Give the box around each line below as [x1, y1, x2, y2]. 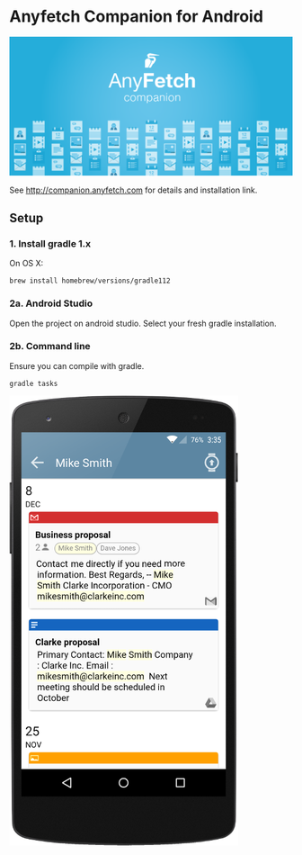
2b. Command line [9, 340, 92, 353]
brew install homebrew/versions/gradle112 [9, 276, 171, 285]
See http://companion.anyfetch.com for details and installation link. [9, 184, 258, 195]
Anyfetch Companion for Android [9, 6, 263, 27]
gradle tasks [9, 379, 58, 388]
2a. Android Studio [9, 297, 93, 310]
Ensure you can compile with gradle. [9, 360, 145, 371]
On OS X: [9, 258, 44, 269]
